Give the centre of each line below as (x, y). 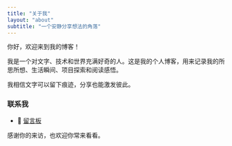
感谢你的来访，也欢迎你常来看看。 (56, 135)
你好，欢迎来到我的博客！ (43, 47)
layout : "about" (30, 20)
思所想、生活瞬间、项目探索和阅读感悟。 (65, 70)
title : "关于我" (29, 13)
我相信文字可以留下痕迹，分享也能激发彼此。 (71, 85)
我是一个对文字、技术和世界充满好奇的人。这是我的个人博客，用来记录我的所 (116, 61)
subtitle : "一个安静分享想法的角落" (54, 26)
